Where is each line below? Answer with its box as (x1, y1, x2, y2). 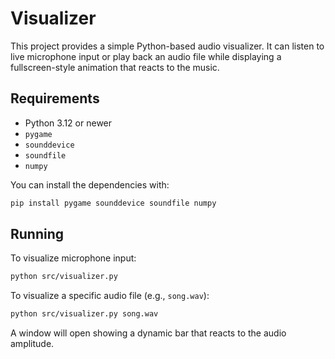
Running (10, 226, 65, 243)
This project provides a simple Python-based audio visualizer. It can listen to (10, 40, 325, 52)
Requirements (10, 90, 100, 107)
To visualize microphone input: (10, 252, 137, 264)
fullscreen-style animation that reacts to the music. (10, 61, 220, 73)
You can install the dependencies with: (10, 178, 170, 191)
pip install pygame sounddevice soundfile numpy (10, 198, 217, 208)
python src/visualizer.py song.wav (10, 309, 159, 319)
